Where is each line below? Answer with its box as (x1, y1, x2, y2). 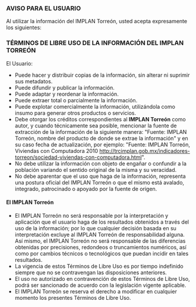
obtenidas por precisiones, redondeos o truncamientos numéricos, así (14, 243, 187, 250)
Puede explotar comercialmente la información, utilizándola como (14, 103, 175, 110)
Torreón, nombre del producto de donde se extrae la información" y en (14, 134, 188, 142)
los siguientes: (6, 24, 42, 31)
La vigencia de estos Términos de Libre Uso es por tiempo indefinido (14, 262, 184, 270)
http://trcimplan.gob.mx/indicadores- (99, 147, 190, 154)
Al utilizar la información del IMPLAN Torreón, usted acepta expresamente (6, 18, 188, 25)
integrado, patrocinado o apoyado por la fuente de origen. (14, 185, 157, 192)
